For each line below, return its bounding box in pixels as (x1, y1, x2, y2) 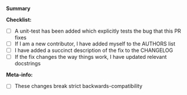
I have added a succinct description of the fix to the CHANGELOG (14, 47, 174, 54)
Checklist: (6, 16, 32, 23)
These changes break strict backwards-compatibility (14, 83, 142, 90)
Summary (6, 5, 30, 12)
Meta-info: (6, 71, 33, 78)
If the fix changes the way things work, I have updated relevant (14, 54, 167, 61)
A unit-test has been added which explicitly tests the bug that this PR (14, 27, 182, 34)
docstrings (14, 60, 41, 67)
